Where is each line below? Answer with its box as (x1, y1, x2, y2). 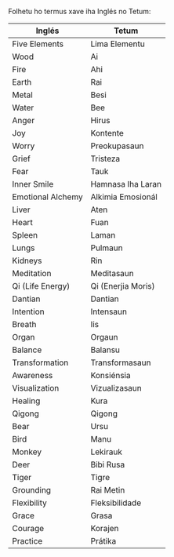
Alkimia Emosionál (90, 191, 158, 202)
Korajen (90, 523, 119, 533)
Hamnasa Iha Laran (90, 179, 162, 189)
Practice (12, 536, 43, 546)
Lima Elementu (90, 38, 145, 49)
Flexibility (12, 497, 47, 508)
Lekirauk (90, 446, 123, 457)
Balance (12, 344, 42, 355)
